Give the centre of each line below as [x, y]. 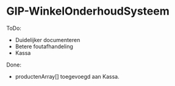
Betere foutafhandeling [44, 46]
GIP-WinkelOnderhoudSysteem [88, 11]
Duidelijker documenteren [48, 40]
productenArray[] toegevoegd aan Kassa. [67, 76]
